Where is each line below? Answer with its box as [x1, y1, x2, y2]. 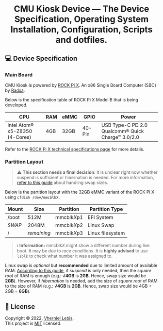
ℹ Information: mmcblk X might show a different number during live [16, 243, 150, 248]
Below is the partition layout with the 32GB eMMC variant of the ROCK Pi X [5, 189, 154, 195]
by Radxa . [5, 87, 25, 93]
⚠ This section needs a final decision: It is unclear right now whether [16, 169, 158, 175]
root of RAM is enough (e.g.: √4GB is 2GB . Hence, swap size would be [5, 273, 147, 279]
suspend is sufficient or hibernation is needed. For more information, [16, 175, 154, 181]
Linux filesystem [87, 230, 125, 236]
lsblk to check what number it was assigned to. [16, 253, 113, 259]
